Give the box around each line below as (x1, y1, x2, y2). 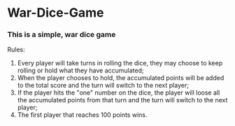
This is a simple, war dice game (7, 30, 116, 40)
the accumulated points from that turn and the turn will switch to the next (17, 96, 228, 104)
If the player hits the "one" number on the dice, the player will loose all (17, 88, 220, 97)
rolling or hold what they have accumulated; (17, 66, 144, 74)
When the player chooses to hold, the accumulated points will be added (17, 74, 225, 82)
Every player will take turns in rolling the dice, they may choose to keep (17, 59, 223, 68)
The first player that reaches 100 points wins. (17, 111, 148, 119)
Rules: (7, 45, 26, 54)
